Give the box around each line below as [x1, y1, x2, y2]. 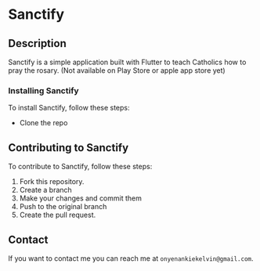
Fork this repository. [19, 177, 85, 186]
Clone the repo [19, 118, 68, 128]
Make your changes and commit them [19, 193, 143, 203]
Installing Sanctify [8, 85, 80, 96]
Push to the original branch [19, 202, 107, 211]
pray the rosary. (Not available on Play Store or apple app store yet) [8, 66, 226, 75]
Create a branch [19, 186, 72, 195]
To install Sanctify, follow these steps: [8, 103, 131, 113]
